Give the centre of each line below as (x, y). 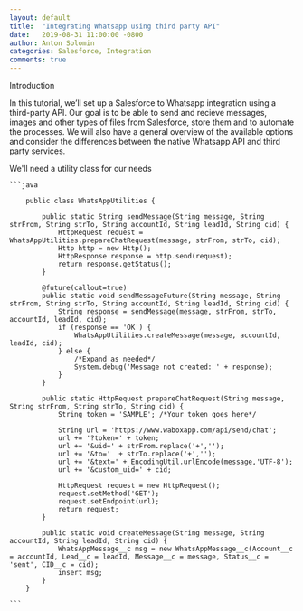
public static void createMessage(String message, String (153, 533)
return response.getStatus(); (114, 264)
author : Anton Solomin (52, 43)
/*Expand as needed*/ (114, 359)
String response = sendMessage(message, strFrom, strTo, (167, 312)
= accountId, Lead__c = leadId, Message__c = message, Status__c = (139, 557)
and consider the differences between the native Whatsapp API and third (145, 141)
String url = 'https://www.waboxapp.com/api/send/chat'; (167, 430)
